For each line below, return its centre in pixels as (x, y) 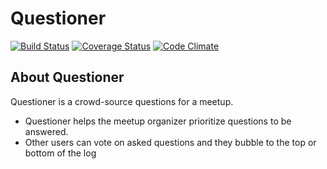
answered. (46, 131)
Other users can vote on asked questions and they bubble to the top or (170, 142)
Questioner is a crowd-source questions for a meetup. (122, 101)
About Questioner (67, 77)
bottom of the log (60, 153)
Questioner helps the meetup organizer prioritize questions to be (158, 121)
